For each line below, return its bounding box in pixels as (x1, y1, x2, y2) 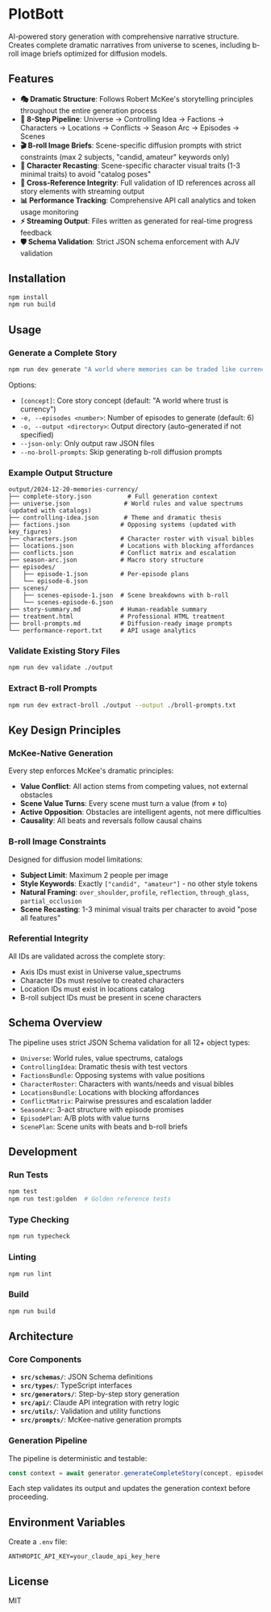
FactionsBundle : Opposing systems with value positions (19, 1070, 206, 1080)
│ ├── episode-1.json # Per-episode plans (8, 570, 190, 578)
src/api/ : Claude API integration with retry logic (19, 1397, 180, 1408)
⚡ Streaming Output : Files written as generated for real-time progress (19, 215, 253, 226)
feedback (19, 228, 52, 237)
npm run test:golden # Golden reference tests (8, 1195, 172, 1203)
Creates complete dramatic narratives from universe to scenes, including (8, 40, 251, 49)
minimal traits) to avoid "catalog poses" (19, 169, 152, 178)
